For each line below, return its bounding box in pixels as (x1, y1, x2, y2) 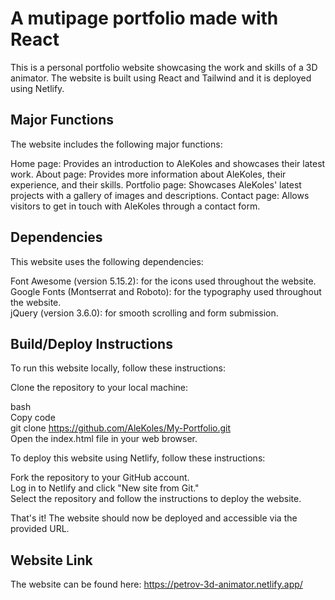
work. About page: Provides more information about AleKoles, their (10, 168, 287, 180)
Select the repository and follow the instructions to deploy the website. (10, 493, 302, 505)
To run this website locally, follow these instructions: (10, 362, 226, 374)
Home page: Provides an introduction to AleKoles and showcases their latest (10, 157, 326, 169)
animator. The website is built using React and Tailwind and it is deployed (10, 72, 312, 84)
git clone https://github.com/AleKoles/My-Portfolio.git (10, 422, 232, 434)
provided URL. (10, 523, 70, 535)
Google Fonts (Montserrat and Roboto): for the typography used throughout (10, 285, 322, 297)
